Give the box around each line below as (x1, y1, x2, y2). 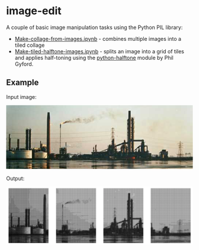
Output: (6, 175, 25, 182)
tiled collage (14, 41, 45, 49)
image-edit (6, 4, 62, 18)
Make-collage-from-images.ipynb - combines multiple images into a (14, 35, 182, 42)
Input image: (6, 93, 37, 100)
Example (6, 78, 39, 88)
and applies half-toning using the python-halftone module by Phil (14, 54, 174, 61)
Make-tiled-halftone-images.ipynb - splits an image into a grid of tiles (14, 47, 185, 55)
